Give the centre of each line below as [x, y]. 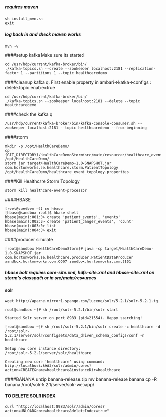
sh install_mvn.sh [24, 19]
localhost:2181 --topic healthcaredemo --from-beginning [87, 128]
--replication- [140, 69]
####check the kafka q [29, 114]
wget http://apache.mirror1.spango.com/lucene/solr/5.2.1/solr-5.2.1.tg [82, 301]
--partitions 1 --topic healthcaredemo [66, 73]
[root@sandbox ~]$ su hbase [34, 208]
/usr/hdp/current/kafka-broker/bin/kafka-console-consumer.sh [70, 123]
